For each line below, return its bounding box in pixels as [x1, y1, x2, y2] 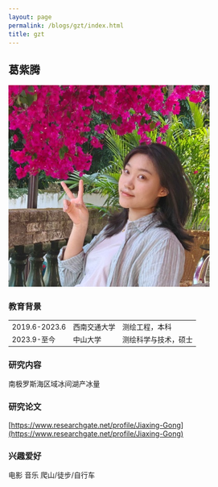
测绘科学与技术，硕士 [121, 335, 193, 344]
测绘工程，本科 [121, 323, 172, 332]
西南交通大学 [72, 323, 116, 332]
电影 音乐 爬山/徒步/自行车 [8, 470, 95, 480]
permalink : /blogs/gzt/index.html [8, 21, 125, 30]
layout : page [8, 13, 52, 21]
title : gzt [8, 30, 45, 38]
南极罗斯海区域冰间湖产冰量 [8, 379, 101, 389]
